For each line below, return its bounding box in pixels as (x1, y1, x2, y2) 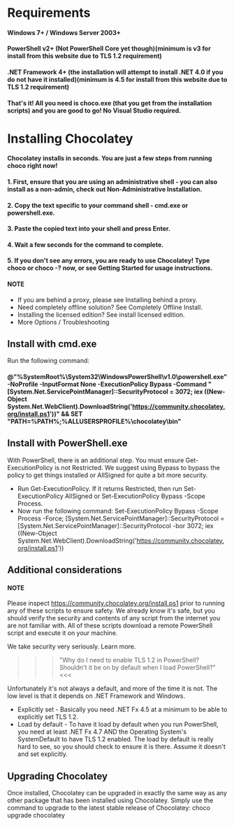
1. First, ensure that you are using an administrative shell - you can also (7, 177, 218, 186)
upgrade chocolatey (7, 811, 65, 820)
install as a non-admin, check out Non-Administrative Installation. (7, 185, 203, 193)
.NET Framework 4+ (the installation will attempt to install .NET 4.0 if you (7, 68, 224, 76)
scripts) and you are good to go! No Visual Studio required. (7, 106, 182, 115)
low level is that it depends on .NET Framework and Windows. (7, 692, 185, 700)
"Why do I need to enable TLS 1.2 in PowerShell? (59, 656, 200, 664)
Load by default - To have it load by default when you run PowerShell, (17, 720, 219, 729)
